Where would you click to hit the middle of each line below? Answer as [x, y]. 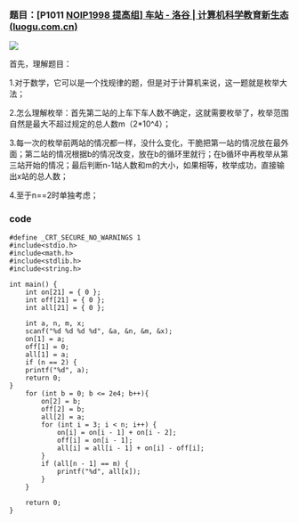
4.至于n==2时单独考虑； [54, 195]
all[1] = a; [47, 355]
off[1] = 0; [47, 347]
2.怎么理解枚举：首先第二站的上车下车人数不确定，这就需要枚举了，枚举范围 [149, 113]
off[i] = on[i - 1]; [95, 440]
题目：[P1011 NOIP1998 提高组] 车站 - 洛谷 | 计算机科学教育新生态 [149, 14]
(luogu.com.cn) [44, 27]
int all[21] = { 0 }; [65, 307]
